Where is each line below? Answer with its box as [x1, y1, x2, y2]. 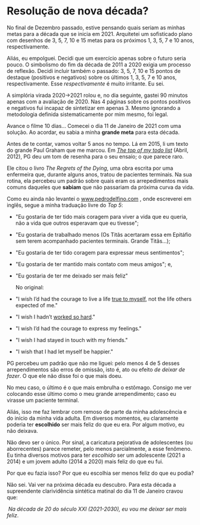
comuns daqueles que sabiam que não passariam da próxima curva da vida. [7, 184, 195, 191]
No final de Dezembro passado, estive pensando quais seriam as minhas [7, 24, 185, 31]
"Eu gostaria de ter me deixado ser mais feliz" [15, 272, 129, 279]
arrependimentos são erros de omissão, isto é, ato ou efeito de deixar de [7, 366, 185, 373]
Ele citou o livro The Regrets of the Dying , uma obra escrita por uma [7, 164, 173, 172]
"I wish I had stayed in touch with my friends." [15, 336, 128, 343]
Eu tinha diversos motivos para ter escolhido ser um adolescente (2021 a [7, 451, 185, 459]
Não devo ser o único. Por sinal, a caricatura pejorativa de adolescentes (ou [7, 438, 193, 446]
